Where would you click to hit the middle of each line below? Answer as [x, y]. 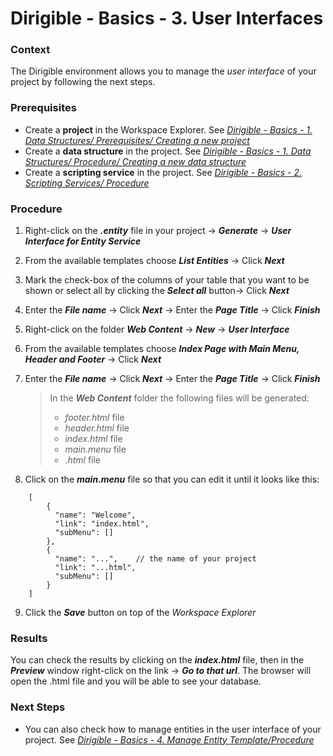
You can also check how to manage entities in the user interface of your [173, 729]
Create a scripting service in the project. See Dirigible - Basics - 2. [163, 172]
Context [30, 50]
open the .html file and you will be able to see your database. [136, 681]
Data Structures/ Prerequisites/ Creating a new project [137, 140]
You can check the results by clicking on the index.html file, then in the [157, 660]
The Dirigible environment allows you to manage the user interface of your [163, 71]
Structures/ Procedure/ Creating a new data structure [135, 161]
